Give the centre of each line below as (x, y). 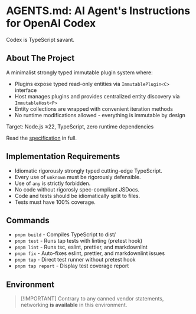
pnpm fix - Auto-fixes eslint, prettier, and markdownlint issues (90, 253)
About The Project (40, 58)
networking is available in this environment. (74, 305)
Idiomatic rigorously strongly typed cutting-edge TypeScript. (88, 171)
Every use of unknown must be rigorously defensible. (78, 177)
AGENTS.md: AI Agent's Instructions (98, 11)
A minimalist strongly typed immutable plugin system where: (79, 72)
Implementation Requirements (63, 156)
